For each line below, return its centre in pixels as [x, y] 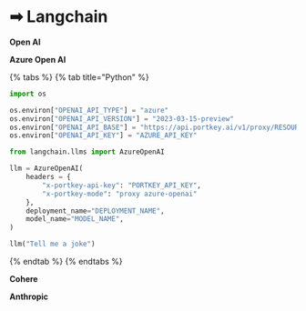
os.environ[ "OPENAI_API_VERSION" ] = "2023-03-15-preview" [122, 119]
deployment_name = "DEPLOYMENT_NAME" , [96, 211]
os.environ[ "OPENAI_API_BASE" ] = [73, 127]
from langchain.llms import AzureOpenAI [87, 152]
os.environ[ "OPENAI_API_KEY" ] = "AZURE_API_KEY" [103, 135]
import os [28, 94]
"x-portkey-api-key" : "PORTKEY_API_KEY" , [122, 185]
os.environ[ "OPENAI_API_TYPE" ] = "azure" [89, 110]
